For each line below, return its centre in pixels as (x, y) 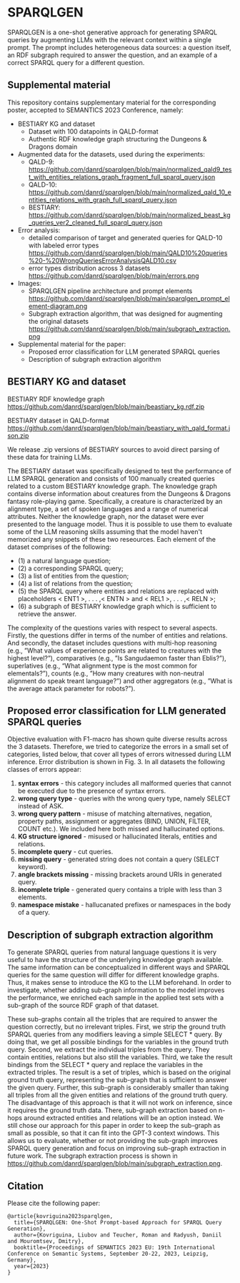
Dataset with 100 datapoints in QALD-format (93, 131)
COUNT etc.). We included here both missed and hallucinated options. (121, 829)
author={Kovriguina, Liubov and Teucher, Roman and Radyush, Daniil (118, 1235)
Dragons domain (53, 147)
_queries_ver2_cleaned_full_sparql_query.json (95, 222)
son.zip (18, 435)
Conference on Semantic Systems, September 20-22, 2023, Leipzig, (108, 1254)
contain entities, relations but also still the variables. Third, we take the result (120, 1057)
